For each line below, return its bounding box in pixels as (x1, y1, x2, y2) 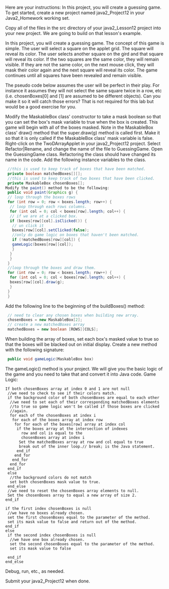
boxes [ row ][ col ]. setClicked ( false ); (12, 228, 90, 233)
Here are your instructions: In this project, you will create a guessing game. (5, 5, 162, 10)
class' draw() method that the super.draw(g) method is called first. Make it (5, 130, 160, 136)
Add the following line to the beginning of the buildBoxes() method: (5, 303, 145, 309)
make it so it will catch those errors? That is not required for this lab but (5, 98, 154, 104)
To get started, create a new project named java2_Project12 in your (5, 10, 145, 16)
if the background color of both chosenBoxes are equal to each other (7, 395, 159, 400)
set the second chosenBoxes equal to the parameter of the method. (10, 541, 155, 546)
